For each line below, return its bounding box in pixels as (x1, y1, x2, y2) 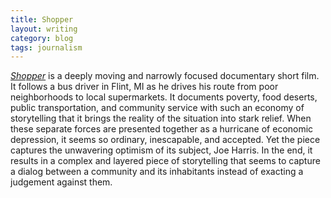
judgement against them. (10, 176, 113, 188)
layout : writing (10, 24, 78, 34)
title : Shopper (10, 14, 74, 25)
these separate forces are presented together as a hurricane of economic (10, 123, 314, 135)
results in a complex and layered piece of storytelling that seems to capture (10, 155, 321, 167)
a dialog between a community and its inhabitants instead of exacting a (10, 166, 304, 178)
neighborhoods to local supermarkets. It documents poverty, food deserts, (10, 91, 318, 103)
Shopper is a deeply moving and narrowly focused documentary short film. (10, 70, 320, 82)
